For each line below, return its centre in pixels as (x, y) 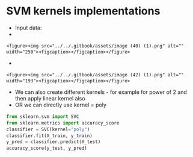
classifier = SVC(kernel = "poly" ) (48, 129)
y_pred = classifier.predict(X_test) (54, 142)
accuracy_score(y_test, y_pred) (47, 149)
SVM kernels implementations (83, 11)
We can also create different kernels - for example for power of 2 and (101, 92)
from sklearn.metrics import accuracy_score (63, 123)
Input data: (28, 28)
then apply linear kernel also (50, 98)
